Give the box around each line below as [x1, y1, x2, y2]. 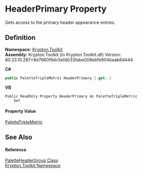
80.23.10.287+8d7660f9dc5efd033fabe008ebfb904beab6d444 [5, 57, 133, 63]
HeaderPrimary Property [5, 3, 107, 15]
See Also [5, 133, 32, 141]
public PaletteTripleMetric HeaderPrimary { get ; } [5, 75, 111, 81]
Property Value [5, 108, 36, 114]
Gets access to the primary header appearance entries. [5, 19, 116, 25]
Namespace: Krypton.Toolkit [5, 46, 63, 52]
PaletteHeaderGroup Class [5, 157, 59, 163]
